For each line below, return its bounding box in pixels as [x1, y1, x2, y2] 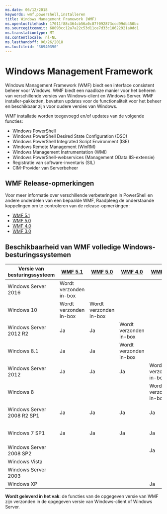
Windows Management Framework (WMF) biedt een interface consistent [5, 82, 155, 88]
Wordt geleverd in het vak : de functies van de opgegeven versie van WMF [5, 493, 159, 500]
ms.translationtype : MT [5, 30, 55, 35]
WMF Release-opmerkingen [5, 179, 94, 187]
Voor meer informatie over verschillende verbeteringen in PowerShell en [5, 192, 153, 198]
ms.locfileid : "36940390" [5, 44, 59, 49]
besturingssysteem [7, 271, 55, 278]
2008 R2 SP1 [7, 412, 40, 419]
